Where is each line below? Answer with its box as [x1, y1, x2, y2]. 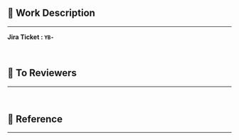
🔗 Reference [7, 113, 63, 125]
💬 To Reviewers [7, 67, 77, 79]
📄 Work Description [7, 7, 96, 19]
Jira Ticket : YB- [7, 33, 55, 41]
